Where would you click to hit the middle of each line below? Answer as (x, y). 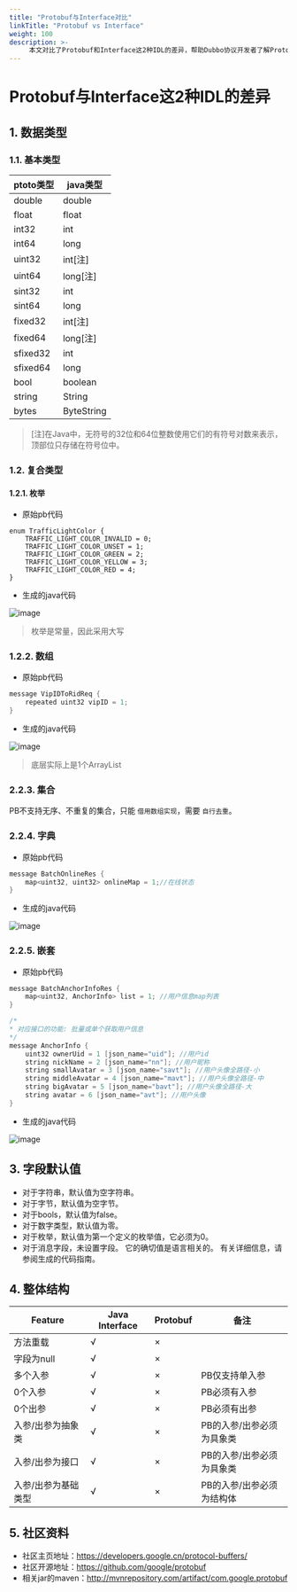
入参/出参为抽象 (46, 1425)
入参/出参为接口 (46, 1462)
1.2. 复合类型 (36, 470)
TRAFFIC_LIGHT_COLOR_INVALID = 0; (88, 539)
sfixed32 (32, 353)
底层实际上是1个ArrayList (76, 765)
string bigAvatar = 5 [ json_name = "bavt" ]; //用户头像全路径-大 (138, 1087)
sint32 (27, 291)
